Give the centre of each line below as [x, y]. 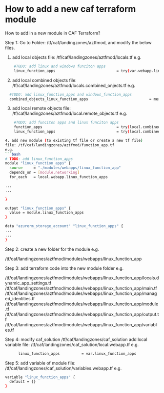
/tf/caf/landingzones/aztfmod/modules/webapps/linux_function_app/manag [81, 293]
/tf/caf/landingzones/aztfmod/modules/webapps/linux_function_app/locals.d [82, 278]
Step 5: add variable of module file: [40, 363]
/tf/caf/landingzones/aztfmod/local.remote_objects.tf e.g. [70, 113]
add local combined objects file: [44, 80]
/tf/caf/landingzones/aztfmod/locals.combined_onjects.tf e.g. [74, 85]
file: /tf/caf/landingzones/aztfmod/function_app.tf [60, 145]
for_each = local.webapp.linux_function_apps [59, 177]
